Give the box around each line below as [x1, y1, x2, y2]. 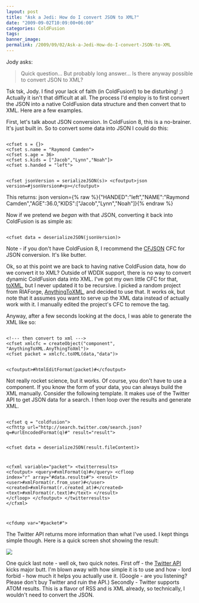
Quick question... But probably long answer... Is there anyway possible [20, 70, 193, 77]
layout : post [6, 8, 39, 15]
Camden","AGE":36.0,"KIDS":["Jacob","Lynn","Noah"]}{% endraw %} [6, 200, 173, 207]
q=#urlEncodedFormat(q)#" [6, 430, 70, 436]
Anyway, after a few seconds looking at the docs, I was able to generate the [6, 312, 192, 319]
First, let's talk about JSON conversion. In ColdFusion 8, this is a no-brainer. [6, 118, 192, 125]
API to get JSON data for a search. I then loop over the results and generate [6, 396, 191, 403]
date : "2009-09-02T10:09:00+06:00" [6, 20, 94, 26]
